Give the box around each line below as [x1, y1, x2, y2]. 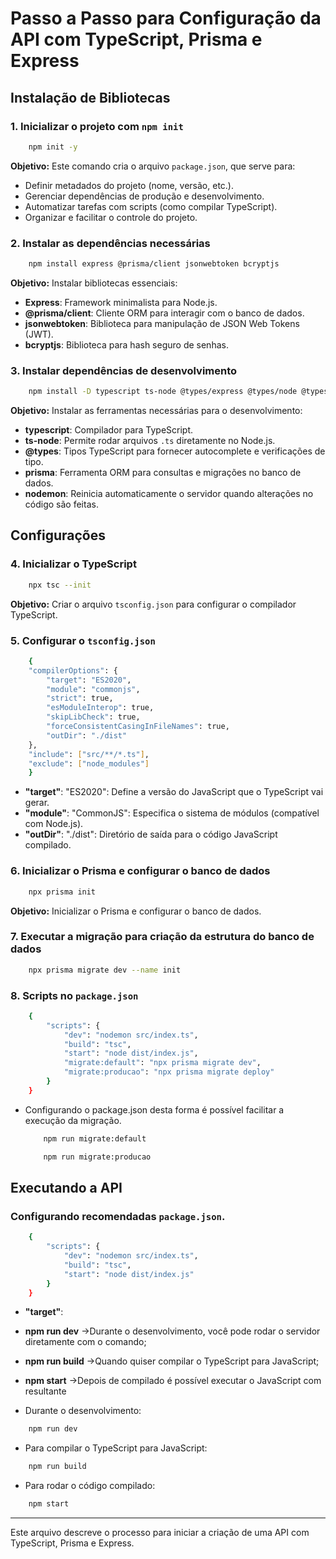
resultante [24, 1385, 67, 1397]
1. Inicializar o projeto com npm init [10, 119, 184, 133]
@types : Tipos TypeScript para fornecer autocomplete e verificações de [24, 445, 326, 457]
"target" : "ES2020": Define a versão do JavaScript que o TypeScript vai [24, 786, 324, 798]
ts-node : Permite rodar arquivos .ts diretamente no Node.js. [24, 435, 276, 447]
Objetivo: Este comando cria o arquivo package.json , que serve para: [10, 160, 296, 172]
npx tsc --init [28, 580, 92, 590]
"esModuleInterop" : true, [46, 703, 155, 713]
